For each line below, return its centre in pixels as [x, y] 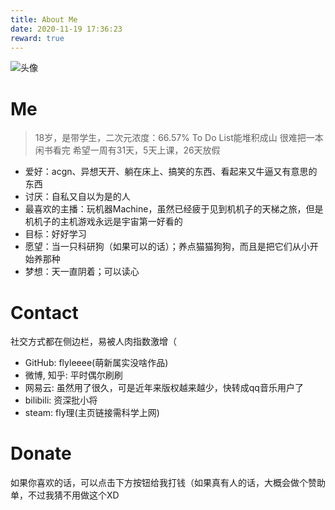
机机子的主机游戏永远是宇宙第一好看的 [103, 222]
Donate [41, 453]
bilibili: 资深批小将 [61, 400]
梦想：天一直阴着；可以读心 [82, 272]
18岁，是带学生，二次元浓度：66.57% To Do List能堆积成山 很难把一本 [179, 138]
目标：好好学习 [55, 234]
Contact [44, 312]
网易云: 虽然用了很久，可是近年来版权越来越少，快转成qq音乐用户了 [164, 388]
